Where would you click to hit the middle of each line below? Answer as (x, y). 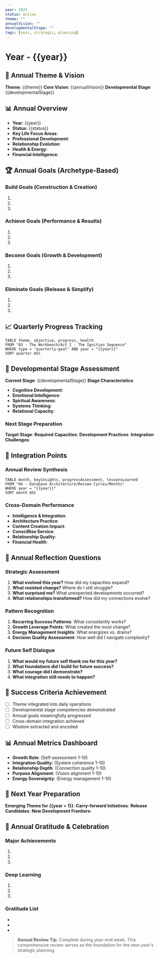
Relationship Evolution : (36, 144)
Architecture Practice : (36, 521)
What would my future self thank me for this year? (65, 661)
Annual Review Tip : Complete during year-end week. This (77, 940)
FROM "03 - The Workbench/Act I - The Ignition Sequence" (66, 345)
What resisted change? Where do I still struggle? (62, 587)
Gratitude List (22, 909)
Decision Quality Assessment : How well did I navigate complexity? (81, 637)
